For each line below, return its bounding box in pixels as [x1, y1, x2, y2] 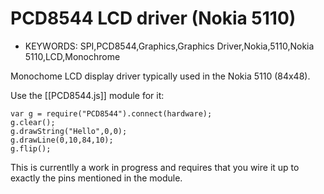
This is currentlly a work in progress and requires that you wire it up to [10, 161, 300, 173]
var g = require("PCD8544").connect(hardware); [10, 108, 213, 119]
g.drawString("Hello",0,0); [10, 126, 128, 136]
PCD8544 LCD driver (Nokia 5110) [10, 7, 297, 30]
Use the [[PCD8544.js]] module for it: [10, 89, 165, 101]
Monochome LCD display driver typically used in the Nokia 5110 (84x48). [10, 70, 311, 82]
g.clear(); [10, 117, 56, 127]
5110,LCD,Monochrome [24, 50, 121, 62]
